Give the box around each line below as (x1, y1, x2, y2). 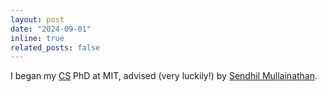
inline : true (10, 33, 65, 43)
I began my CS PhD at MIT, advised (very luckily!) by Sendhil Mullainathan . (10, 70, 318, 82)
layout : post (10, 14, 65, 25)
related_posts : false (10, 42, 101, 53)
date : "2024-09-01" (10, 24, 92, 34)
